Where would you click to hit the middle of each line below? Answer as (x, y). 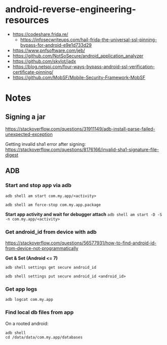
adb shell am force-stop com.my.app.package (53, 205)
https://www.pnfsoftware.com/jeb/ (49, 50)
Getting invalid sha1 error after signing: (46, 144)
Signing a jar (25, 117)
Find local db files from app (39, 312)
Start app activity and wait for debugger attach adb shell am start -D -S (84, 214)
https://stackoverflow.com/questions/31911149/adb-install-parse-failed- (80, 129)
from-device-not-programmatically (42, 248)
